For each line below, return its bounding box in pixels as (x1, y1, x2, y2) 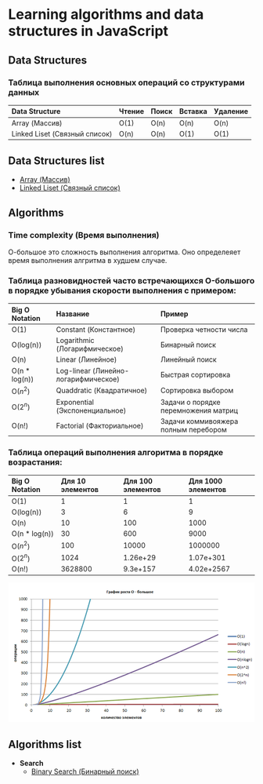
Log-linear (56, 366, 92, 375)
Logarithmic (56, 336, 95, 345)
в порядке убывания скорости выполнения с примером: (8, 285, 236, 296)
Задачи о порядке (160, 397, 221, 407)
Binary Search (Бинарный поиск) (31, 767, 139, 776)
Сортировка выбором (160, 386, 234, 396)
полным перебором (160, 425, 227, 435)
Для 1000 (188, 476, 223, 486)
